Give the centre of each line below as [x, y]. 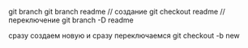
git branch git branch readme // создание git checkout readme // [117, 12]
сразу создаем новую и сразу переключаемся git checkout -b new [124, 36]
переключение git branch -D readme [71, 20]
